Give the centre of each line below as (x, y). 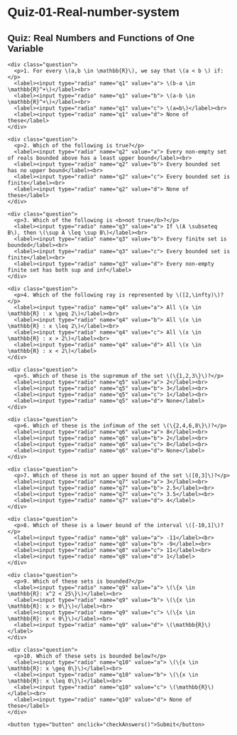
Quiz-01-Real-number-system (94, 12)
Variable (26, 48)
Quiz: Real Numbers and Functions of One (101, 38)
